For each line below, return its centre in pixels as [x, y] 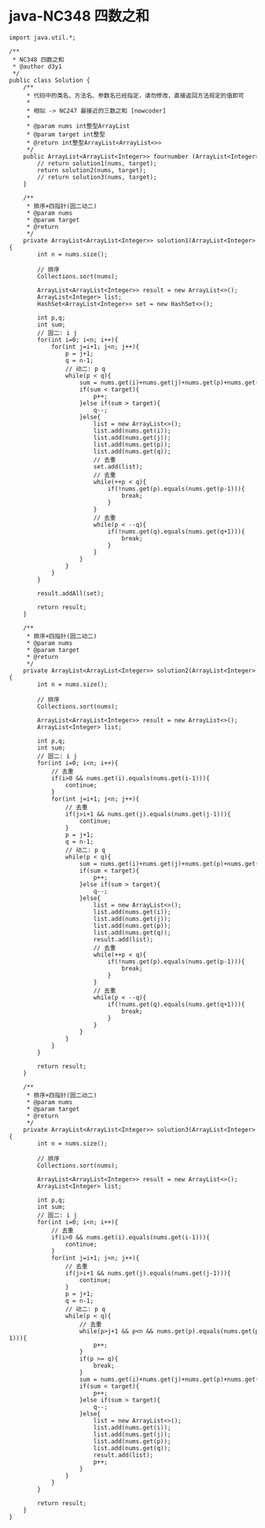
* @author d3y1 [37, 66]
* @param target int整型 [66, 134]
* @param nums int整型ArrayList [78, 126]
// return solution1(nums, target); [97, 163]
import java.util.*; [43, 37]
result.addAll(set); [71, 593]
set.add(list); [118, 466]
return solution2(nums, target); [92, 170]
